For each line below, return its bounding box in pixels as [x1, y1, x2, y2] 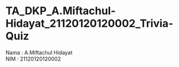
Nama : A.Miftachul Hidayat [5, 49, 73, 56]
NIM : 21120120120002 [5, 55, 61, 62]
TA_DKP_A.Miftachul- [5, 4, 116, 18]
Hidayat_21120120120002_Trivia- [5, 17, 174, 30]
